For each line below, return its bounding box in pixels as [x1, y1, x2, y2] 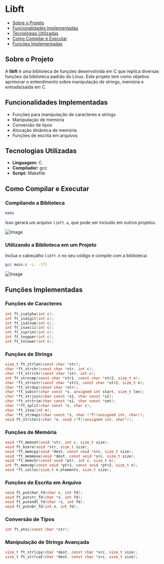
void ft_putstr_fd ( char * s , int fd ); [5, 495, 83, 500]
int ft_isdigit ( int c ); [5, 316, 54, 321]
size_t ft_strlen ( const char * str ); [5, 362, 81, 367]
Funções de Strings [5, 351, 53, 358]
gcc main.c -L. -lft [5, 262, 48, 267]
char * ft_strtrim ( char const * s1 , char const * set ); [5, 399, 116, 403]
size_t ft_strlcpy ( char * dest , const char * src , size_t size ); [5, 550, 138, 555]
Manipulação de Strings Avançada [5, 538, 89, 545]
